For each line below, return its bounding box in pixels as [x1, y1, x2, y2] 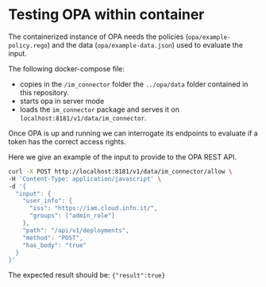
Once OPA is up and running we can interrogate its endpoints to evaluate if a [8, 128, 258, 138]
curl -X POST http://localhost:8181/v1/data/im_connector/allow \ [8, 167, 233, 175]
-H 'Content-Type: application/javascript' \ [8, 174, 161, 183]
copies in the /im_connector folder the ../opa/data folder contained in [19, 79, 249, 89]
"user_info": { [22, 197, 73, 205]
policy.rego [8, 41, 48, 49]
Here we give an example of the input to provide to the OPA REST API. [8, 152, 237, 162]
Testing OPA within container [8, 6, 205, 24]
